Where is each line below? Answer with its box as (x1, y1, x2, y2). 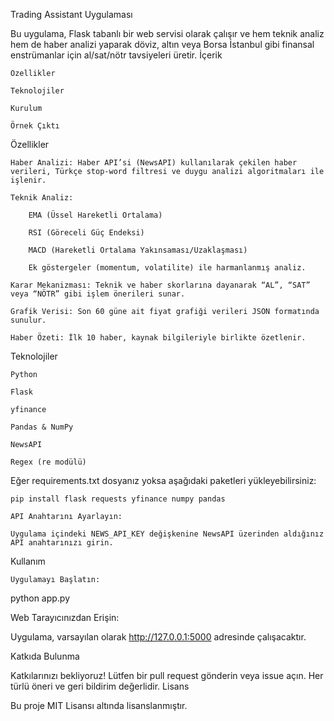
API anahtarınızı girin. (10, 538, 114, 548)
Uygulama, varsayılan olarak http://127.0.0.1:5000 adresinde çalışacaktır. (10, 631, 307, 643)
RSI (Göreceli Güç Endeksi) (28, 228, 145, 238)
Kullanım (10, 555, 46, 567)
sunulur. (10, 315, 47, 325)
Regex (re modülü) (10, 457, 87, 467)
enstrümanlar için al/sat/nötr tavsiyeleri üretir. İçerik (10, 49, 223, 61)
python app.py (10, 592, 71, 604)
